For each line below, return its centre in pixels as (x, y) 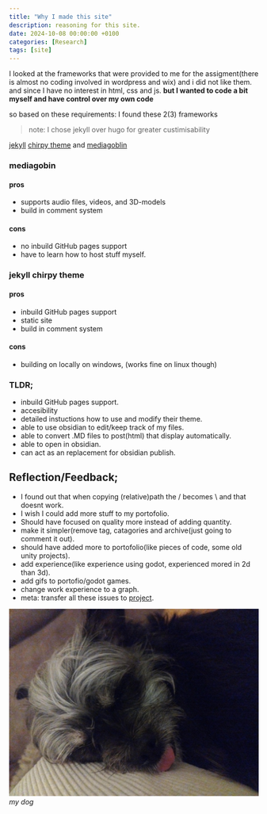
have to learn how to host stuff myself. (83, 254)
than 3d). (35, 572)
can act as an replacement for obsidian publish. (98, 453)
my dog (21, 801)
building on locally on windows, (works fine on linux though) (118, 364)
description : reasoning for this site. (75, 25)
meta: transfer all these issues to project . (87, 598)
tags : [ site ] (31, 50)
